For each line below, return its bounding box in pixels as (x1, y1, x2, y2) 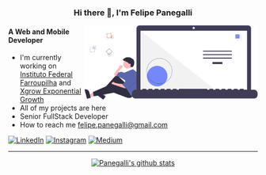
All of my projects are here (19, 103, 107, 113)
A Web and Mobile (8, 27, 70, 36)
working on (19, 61, 57, 70)
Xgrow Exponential (19, 86, 82, 96)
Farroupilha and (19, 78, 71, 88)
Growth (19, 95, 44, 105)
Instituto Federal (19, 70, 73, 79)
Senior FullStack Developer (19, 112, 108, 121)
